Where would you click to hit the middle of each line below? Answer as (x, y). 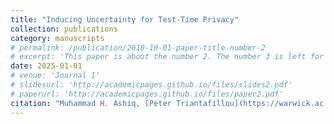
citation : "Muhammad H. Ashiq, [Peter (91, 103)
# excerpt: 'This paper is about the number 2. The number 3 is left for (167, 57)
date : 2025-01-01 (46, 66)
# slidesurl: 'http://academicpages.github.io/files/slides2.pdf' (151, 85)
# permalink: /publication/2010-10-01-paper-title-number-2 (138, 47)
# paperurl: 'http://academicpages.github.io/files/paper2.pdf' (147, 94)
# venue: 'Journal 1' (55, 76)
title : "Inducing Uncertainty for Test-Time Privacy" (125, 19)
